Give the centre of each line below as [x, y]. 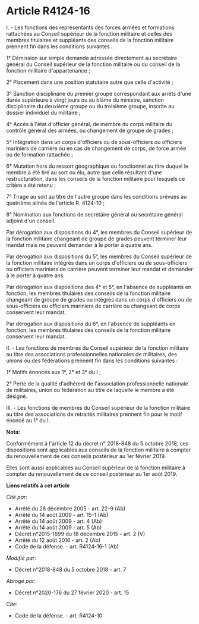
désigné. [17, 396]
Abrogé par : [21, 581]
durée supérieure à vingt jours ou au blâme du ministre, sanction [85, 100]
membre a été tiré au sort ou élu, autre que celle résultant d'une [84, 172]
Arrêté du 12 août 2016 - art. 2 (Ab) [58, 540]
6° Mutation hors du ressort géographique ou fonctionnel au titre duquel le [97, 166]
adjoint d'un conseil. [31, 221]
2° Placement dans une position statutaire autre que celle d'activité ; [90, 82]
